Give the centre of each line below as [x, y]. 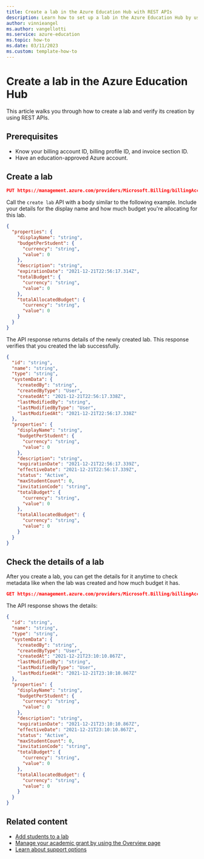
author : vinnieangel [32, 23]
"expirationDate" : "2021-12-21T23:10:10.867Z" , [78, 724]
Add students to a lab [42, 836]
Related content [37, 822]
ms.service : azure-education [43, 35]
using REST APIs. [28, 117]
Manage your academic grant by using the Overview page [88, 843]
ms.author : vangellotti [36, 29]
